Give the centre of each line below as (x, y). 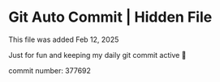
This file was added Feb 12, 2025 (64, 39)
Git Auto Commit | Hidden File (110, 17)
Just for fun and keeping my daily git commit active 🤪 (97, 55)
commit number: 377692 (50, 70)
